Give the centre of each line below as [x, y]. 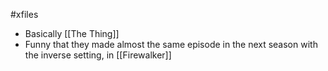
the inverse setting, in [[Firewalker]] [98, 55]
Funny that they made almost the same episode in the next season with [171, 44]
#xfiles [24, 14]
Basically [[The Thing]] [72, 33]
